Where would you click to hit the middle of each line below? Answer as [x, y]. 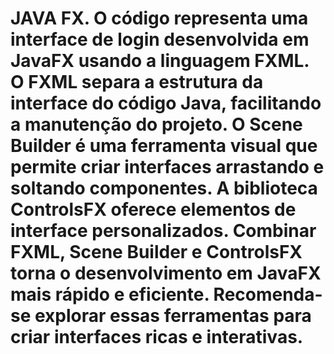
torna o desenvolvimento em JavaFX [166, 273]
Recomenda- [268, 294]
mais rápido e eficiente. [110, 294]
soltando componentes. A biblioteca [164, 188]
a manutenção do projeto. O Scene [156, 124]
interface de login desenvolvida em [160, 39]
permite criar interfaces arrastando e [167, 167]
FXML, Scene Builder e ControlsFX [156, 252]
